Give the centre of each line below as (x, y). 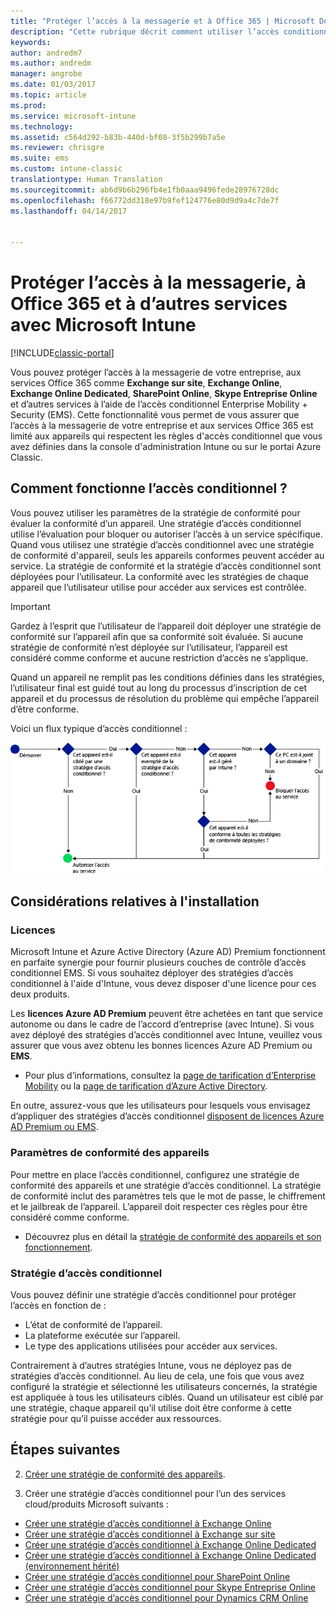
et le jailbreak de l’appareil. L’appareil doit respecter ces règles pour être (159, 1206)
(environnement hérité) (72, 1566)
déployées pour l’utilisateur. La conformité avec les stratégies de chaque (159, 576)
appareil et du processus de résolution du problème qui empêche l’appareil (165, 698)
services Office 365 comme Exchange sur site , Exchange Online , (146, 383)
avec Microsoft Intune (103, 325)
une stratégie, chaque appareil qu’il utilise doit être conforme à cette (151, 1408)
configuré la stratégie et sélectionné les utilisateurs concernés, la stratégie (164, 1387)
